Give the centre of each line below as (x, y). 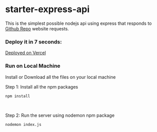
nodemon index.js (23, 124)
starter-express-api (47, 9)
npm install (18, 96)
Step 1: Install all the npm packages (42, 86)
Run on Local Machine (33, 66)
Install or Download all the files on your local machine (60, 77)
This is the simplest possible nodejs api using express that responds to (78, 23)
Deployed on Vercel (26, 53)
